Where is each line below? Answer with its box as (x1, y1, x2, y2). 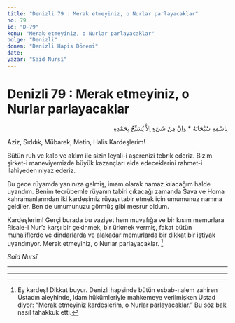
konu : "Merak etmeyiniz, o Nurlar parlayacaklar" (7, 29, 155, 37)
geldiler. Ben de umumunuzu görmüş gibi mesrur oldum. (7, 202, 169, 210)
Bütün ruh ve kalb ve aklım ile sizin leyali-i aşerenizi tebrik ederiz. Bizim (7, 151, 213, 160)
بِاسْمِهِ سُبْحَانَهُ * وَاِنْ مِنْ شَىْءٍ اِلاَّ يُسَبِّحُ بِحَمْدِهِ (113, 124, 228, 132)
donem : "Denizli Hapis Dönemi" (7, 43, 99, 50)
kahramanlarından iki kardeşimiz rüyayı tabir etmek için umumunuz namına (7, 194, 222, 203)
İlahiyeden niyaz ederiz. (7, 166, 76, 174)
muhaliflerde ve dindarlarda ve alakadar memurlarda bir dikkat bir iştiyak (7, 231, 215, 239)
